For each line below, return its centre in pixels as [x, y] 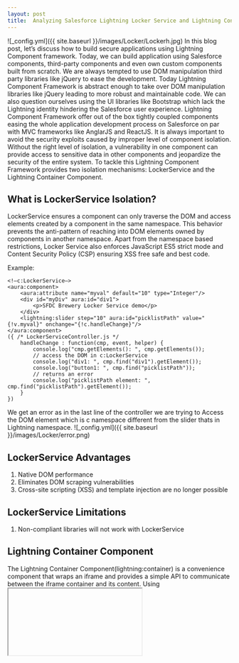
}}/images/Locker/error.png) [49, 435]
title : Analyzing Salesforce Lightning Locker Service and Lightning [114, 21]
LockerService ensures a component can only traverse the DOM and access [119, 216]
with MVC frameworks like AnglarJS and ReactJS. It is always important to [116, 132]
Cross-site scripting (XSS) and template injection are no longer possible [123, 490]
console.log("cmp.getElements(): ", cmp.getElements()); [119, 349]
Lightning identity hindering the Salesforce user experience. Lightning [110, 109]
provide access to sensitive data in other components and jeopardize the [114, 154]
